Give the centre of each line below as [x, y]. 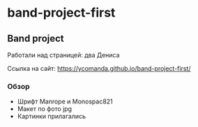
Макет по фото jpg [44, 109]
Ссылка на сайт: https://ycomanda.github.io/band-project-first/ [99, 68]
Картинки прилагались [51, 117]
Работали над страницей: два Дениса [63, 55]
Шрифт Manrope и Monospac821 [65, 101]
